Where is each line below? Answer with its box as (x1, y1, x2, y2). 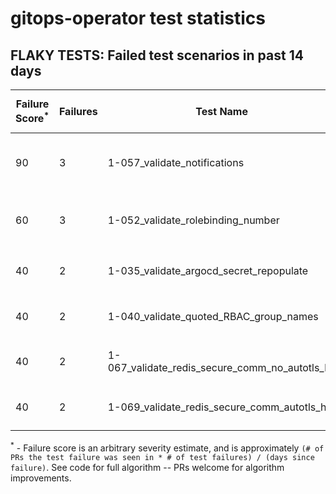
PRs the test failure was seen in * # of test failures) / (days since (10, 452, 315, 462)
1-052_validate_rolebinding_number (107, 213, 280, 227)
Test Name (195, 105, 248, 118)
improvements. (10, 472, 72, 484)
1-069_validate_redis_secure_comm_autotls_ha (107, 400, 333, 414)
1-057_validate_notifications (107, 155, 245, 169)
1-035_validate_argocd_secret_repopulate (107, 263, 309, 277)
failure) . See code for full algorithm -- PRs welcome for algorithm (10, 461, 285, 473)
